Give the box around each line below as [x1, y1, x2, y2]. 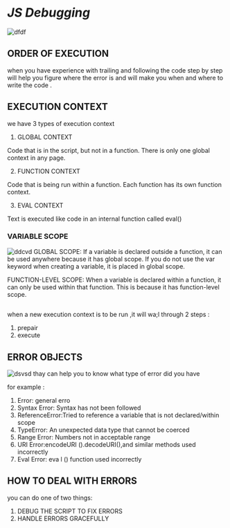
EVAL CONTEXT [17, 201, 64, 209]
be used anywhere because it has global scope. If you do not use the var [7, 255, 215, 263]
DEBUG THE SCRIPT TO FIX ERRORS [17, 507, 123, 515]
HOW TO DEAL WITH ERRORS [7, 475, 137, 487]
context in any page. [7, 154, 66, 162]
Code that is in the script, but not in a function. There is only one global [7, 146, 210, 154]
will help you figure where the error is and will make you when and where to [7, 73, 224, 82]
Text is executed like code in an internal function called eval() [7, 215, 182, 223]
